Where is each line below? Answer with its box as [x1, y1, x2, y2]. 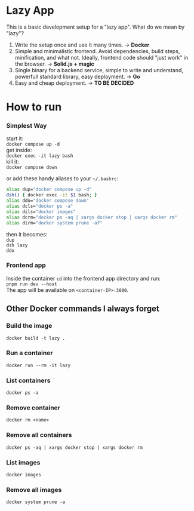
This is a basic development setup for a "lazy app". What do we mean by [6, 23, 185, 30]
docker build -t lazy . [6, 335, 66, 341]
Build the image [6, 322, 53, 330]
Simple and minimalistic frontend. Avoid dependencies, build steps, [14, 47, 180, 54]
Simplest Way [6, 122, 47, 130]
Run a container [6, 349, 53, 357]
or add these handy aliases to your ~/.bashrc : [6, 175, 119, 182]
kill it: [6, 158, 19, 165]
